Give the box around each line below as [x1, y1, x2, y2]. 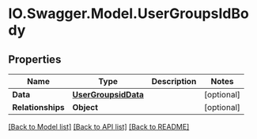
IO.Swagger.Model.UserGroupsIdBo [8, 5, 249, 23]
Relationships [12, 102, 65, 112]
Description [151, 76, 197, 86]
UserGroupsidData [72, 90, 144, 100]
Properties [8, 53, 62, 66]
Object [72, 102, 99, 112]
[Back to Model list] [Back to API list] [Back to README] [8, 123, 190, 131]
